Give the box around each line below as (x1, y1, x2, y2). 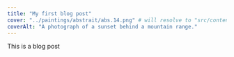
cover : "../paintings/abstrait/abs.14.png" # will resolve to (7, 17, 192, 24)
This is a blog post (7, 42, 61, 51)
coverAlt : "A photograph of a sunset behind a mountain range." (7, 23, 198, 30)
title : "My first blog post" (7, 10, 92, 17)
